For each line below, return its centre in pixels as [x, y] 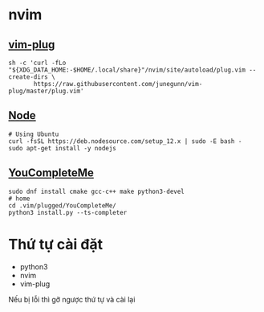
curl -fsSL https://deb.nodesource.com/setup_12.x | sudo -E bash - [125, 141]
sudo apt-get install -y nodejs [62, 148]
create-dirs [28, 77]
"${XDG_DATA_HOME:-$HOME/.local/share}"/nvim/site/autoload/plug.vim [127, 70]
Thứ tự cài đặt [55, 244]
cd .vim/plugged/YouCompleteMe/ [62, 205]
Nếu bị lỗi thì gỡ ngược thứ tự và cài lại [72, 299]
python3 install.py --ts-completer [68, 212]
